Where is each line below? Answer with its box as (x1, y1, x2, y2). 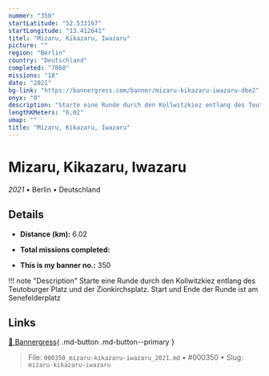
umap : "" (8, 116, 38, 124)
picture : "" (8, 42, 48, 50)
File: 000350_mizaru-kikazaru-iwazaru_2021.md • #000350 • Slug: (27, 353, 243, 362)
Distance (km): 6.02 (19, 229, 88, 239)
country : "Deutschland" (8, 57, 88, 65)
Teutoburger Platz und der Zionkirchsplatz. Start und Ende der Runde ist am (8, 284, 259, 293)
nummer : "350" (8, 11, 56, 20)
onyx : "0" (8, 94, 42, 102)
